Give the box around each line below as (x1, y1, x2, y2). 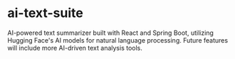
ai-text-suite (7, 5, 83, 21)
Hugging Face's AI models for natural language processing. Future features (7, 36, 229, 44)
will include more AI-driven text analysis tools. (7, 43, 142, 52)
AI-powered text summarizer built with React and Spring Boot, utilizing (7, 28, 214, 37)
